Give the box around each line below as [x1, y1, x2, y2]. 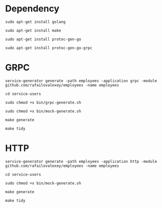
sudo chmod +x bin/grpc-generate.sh [5, 100, 81, 105]
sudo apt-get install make [5, 28, 61, 33]
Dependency [5, 3, 60, 14]
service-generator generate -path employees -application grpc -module [5, 78, 157, 83]
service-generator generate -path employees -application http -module [5, 159, 157, 164]
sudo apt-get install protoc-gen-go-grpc [5, 45, 93, 50]
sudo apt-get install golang [5, 19, 66, 24]
